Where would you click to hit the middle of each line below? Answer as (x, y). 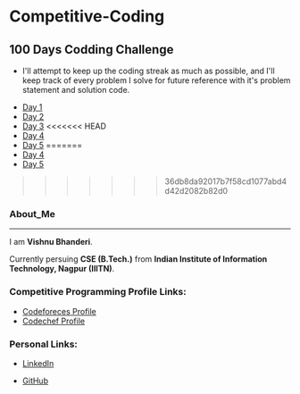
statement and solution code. (76, 90)
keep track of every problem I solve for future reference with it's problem (156, 80)
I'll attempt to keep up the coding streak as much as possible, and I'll (148, 71)
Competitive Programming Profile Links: (98, 292)
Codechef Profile (54, 321)
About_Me (33, 214)
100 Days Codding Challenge (92, 50)
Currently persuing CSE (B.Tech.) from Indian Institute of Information (138, 259)
